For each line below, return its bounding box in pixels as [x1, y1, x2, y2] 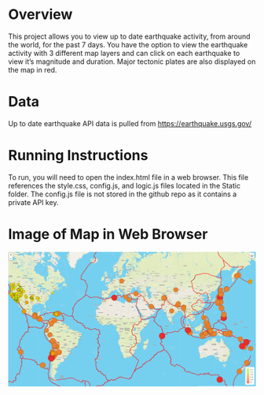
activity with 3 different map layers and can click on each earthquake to [8, 48, 240, 58]
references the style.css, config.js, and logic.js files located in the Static [8, 181, 241, 190]
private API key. [8, 197, 59, 207]
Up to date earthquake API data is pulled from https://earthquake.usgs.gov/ [8, 118, 252, 128]
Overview [8, 6, 73, 24]
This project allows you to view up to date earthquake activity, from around [8, 32, 251, 41]
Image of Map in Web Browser [8, 225, 208, 243]
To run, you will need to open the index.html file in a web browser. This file [8, 172, 249, 182]
